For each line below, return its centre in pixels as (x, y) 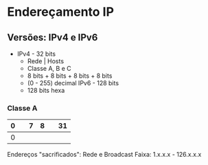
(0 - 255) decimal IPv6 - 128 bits (73, 83)
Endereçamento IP (61, 12)
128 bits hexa (46, 90)
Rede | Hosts (45, 61)
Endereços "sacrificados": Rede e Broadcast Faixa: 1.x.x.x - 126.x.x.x (104, 155)
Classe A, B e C (49, 68)
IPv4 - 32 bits (36, 54)
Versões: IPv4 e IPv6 (53, 37)
